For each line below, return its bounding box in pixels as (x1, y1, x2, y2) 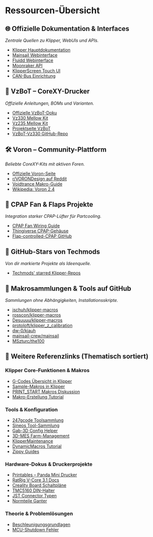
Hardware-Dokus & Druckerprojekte (5, 460, 93, 467)
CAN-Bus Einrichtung (12, 73, 56, 79)
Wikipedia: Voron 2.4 (12, 186, 55, 192)
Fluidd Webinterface (12, 57, 53, 63)
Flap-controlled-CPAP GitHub (12, 233, 72, 239)
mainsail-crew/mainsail (12, 333, 59, 339)
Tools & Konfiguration (5, 406, 58, 413)
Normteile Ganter (12, 498, 48, 504)
